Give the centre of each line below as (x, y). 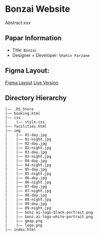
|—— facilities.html (26, 126)
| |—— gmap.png (24, 221)
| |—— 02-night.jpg (28, 148)
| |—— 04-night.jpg (28, 165)
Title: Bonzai (24, 50)
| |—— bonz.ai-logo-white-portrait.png (49, 217)
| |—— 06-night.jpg (28, 182)
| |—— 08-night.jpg (28, 200)
